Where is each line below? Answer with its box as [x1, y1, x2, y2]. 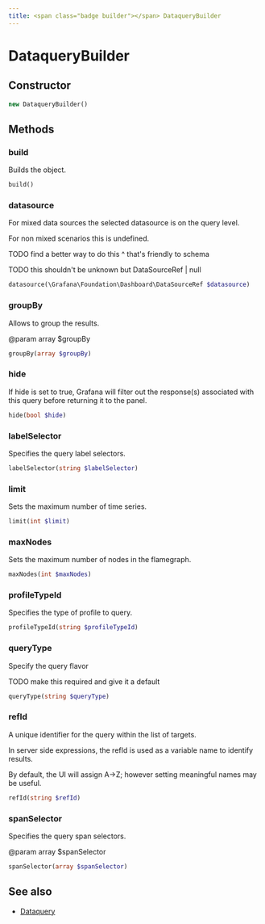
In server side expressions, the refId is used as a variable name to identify [8, 745, 254, 755]
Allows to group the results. [8, 318, 100, 328]
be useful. [8, 778, 42, 787]
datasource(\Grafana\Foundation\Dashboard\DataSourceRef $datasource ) [8, 280, 251, 289]
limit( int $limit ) [8, 518, 70, 526]
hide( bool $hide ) [8, 411, 67, 419]
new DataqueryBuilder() [8, 100, 89, 108]
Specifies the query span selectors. [8, 831, 126, 841]
